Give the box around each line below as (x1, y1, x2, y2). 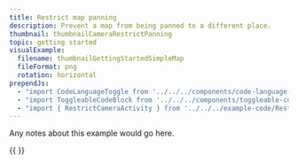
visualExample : (9, 46, 66, 55)
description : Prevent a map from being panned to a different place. (9, 21, 272, 30)
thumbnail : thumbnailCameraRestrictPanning (9, 29, 173, 38)
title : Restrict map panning (9, 12, 117, 22)
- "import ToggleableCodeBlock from (17, 95, 153, 105)
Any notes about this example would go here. (9, 128, 175, 138)
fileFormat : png (17, 63, 77, 72)
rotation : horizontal (17, 71, 98, 80)
